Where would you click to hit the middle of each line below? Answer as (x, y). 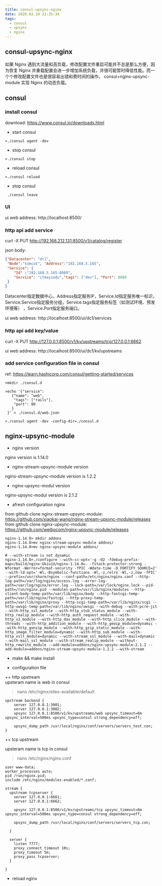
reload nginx (24, 878)
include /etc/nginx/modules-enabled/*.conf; (51, 780)
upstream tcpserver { (31, 793)
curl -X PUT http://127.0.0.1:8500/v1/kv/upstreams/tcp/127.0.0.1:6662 (73, 341)
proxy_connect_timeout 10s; (42, 848)
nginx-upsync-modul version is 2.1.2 (41, 495)
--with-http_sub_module (101, 632)
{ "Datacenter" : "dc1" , (28, 259)
